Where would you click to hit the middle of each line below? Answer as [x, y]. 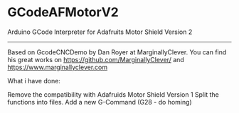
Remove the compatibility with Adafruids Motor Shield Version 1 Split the [113, 94]
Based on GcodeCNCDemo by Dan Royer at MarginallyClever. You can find [117, 52]
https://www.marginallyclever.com [58, 67]
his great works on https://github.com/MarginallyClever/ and [96, 59]
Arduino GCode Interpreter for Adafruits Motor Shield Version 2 [100, 32]
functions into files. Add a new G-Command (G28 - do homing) [100, 102]
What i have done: [34, 81]
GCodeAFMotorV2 [63, 12]
